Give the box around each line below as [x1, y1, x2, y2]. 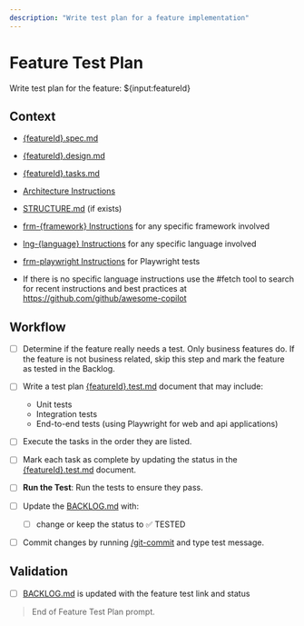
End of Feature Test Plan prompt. [31, 606, 156, 617]
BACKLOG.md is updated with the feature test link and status [22, 588, 250, 599]
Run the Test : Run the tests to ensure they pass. [22, 482, 203, 493]
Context [9, 108, 56, 124]
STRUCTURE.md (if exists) [22, 204, 123, 214]
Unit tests [35, 399, 73, 410]
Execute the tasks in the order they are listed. [22, 436, 192, 447]
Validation [9, 564, 68, 580]
